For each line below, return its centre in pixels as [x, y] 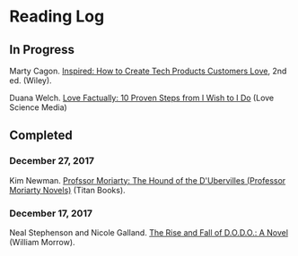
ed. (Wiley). [31, 81]
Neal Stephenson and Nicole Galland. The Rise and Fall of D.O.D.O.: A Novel [149, 232]
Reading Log [57, 17]
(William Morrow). [42, 242]
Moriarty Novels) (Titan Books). [67, 190]
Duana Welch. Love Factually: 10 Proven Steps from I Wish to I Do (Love [142, 98]
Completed [41, 136]
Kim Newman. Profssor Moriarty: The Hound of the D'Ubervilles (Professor [148, 180]
